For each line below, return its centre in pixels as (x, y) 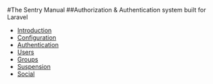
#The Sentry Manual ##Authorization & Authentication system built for (106, 10)
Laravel (18, 17)
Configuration (36, 38)
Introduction (34, 30)
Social (26, 74)
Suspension (34, 67)
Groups (27, 59)
